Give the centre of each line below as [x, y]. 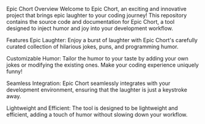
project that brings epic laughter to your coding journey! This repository [97, 15]
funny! [14, 71]
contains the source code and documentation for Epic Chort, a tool [91, 22]
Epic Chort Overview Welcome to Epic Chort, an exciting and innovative [96, 9]
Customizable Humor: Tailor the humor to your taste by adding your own [97, 58]
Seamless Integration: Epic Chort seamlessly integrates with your [88, 83]
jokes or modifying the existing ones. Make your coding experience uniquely [102, 65]
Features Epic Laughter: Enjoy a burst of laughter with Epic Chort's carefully [102, 40]
